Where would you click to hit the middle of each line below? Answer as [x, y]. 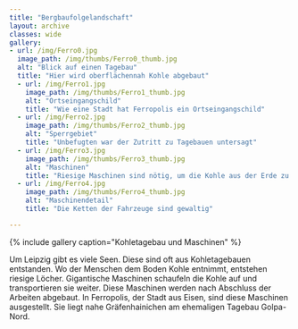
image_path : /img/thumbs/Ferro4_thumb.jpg [105, 192]
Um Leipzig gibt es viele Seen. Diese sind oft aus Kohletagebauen [130, 259]
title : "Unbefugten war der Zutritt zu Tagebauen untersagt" [141, 142]
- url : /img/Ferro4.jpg [61, 184]
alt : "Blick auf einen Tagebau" [78, 68]
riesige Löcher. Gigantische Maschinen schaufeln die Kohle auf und [133, 278]
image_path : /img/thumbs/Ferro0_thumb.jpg [97, 59]
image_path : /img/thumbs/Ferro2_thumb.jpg [105, 126]
